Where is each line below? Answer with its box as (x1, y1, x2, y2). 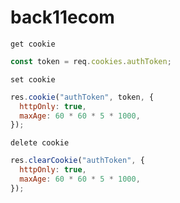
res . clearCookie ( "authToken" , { (10, 156, 145, 166)
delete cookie (10, 138, 70, 148)
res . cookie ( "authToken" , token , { (10, 92, 155, 102)
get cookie (10, 39, 56, 49)
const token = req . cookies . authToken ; (10, 56, 172, 66)
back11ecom (10, 6, 115, 29)
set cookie (10, 74, 56, 85)
